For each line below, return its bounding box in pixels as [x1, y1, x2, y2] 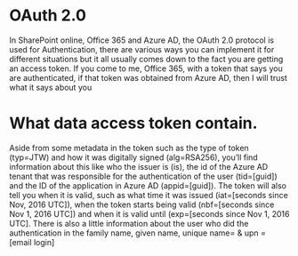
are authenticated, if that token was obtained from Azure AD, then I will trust [9, 72, 287, 83]
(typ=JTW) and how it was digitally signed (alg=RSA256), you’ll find [9, 152, 258, 163]
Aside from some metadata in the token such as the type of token [9, 142, 249, 153]
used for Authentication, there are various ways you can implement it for [9, 44, 275, 54]
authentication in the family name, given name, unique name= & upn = [9, 228, 267, 238]
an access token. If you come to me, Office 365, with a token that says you [9, 63, 283, 74]
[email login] [9, 236, 55, 247]
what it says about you [9, 82, 93, 92]
